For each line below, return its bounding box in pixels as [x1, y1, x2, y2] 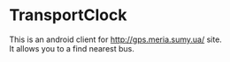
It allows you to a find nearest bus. [9, 43, 134, 53]
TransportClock [9, 5, 127, 25]
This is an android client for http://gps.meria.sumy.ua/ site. [9, 34, 223, 45]
